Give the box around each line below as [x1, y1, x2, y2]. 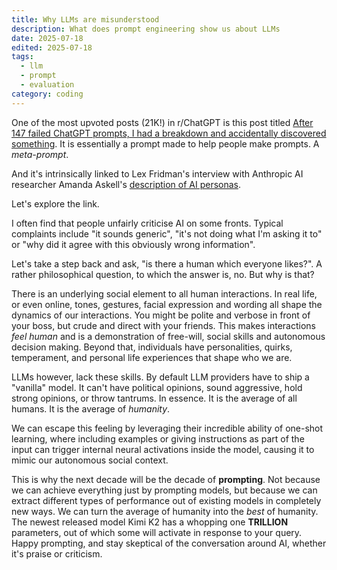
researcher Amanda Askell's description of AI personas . [11, 178, 242, 190]
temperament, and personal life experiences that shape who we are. [11, 351, 293, 363]
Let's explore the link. [11, 197, 100, 210]
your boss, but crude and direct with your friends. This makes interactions [11, 319, 317, 331]
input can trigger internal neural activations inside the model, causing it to [11, 443, 315, 455]
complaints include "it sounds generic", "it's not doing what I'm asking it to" [11, 227, 323, 240]
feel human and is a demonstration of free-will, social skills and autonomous [11, 330, 326, 342]
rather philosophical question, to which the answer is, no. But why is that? [11, 268, 315, 280]
